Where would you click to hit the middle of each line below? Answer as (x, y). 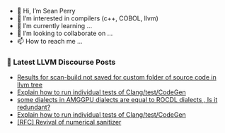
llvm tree (30, 85)
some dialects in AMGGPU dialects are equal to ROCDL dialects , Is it (117, 100)
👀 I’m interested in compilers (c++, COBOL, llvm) (87, 18)
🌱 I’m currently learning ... (54, 26)
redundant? (34, 107)
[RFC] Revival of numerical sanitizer (69, 122)
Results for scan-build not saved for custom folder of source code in (116, 77)
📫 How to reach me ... (50, 41)
